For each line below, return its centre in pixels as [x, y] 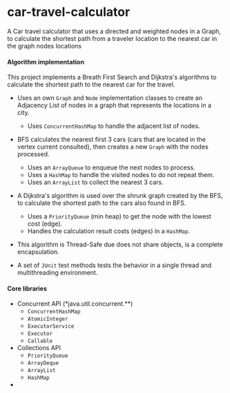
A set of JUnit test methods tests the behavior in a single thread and [114, 265]
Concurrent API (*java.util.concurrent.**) [75, 304]
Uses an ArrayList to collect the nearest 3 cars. [95, 182]
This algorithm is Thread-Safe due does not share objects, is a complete [120, 245]
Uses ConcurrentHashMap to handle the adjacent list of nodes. [114, 126]
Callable [40, 341]
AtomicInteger [48, 319]
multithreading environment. [57, 273]
